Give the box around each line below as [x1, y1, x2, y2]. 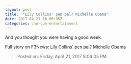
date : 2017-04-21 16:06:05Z [5, 16, 63, 21]
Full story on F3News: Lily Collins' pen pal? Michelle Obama [5, 44, 126, 50]
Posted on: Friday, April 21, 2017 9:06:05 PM [17, 54, 107, 60]
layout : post [5, 7, 32, 12]
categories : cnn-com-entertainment [5, 21, 78, 26]
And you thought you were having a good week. [5, 34, 102, 40]
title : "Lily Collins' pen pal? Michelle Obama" [5, 12, 109, 17]
